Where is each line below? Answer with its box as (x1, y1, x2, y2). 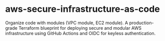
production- (129, 20, 154, 26)
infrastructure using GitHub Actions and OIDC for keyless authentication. (5, 30, 156, 36)
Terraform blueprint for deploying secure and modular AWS (18, 25, 142, 31)
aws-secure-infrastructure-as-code (5, 3, 160, 15)
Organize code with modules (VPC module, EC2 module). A (5, 20, 128, 26)
